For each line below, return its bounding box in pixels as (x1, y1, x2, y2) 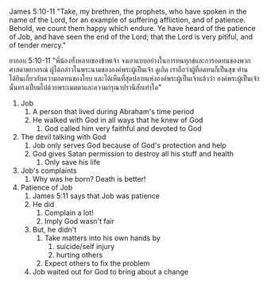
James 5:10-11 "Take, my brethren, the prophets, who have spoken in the (9, 7, 247, 16)
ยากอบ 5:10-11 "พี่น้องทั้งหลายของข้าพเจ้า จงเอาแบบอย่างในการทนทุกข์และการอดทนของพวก (9, 56, 251, 65)
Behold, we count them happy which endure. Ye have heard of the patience (9, 24, 257, 33)
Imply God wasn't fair (44, 217, 114, 225)
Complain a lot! (44, 208, 94, 217)
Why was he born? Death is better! (32, 175, 146, 183)
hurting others (56, 250, 103, 259)
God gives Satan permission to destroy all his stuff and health (32, 149, 234, 158)
